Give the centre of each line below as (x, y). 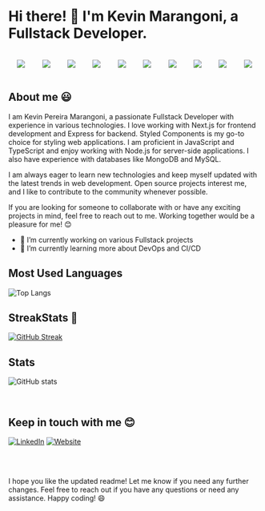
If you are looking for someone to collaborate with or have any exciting (124, 207)
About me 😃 (40, 97)
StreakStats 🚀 (43, 318)
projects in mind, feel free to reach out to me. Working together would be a (131, 215)
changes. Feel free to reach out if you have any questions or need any (124, 489)
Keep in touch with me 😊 (72, 422)
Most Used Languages (65, 274)
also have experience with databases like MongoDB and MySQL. (115, 159)
